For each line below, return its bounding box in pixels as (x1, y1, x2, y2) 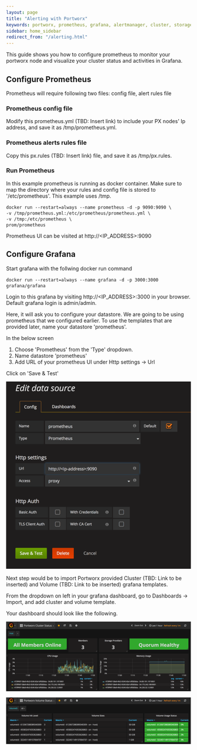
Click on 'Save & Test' (6, 369, 59, 376)
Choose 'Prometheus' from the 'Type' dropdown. (14, 346, 134, 353)
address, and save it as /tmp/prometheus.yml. (6, 124, 117, 131)
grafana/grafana (6, 283, 46, 289)
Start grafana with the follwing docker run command (6, 264, 133, 272)
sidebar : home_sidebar (6, 28, 62, 34)
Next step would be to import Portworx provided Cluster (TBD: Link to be (6, 575, 182, 582)
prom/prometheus (6, 222, 46, 228)
